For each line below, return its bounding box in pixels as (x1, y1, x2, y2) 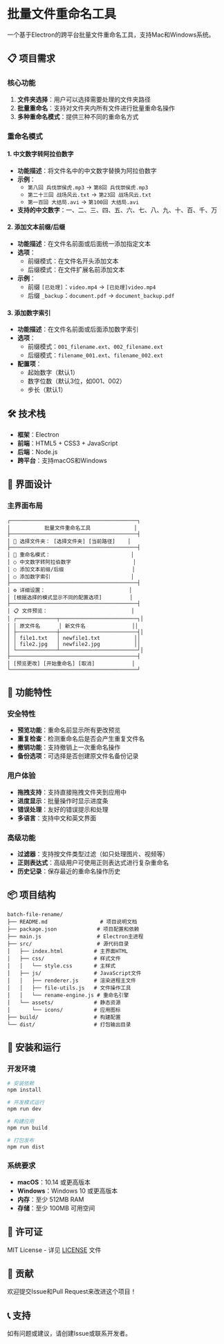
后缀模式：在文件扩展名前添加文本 (27, 265, 125, 274)
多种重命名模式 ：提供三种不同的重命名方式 (17, 112, 139, 121)
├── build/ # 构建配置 (7, 1014, 121, 1021)
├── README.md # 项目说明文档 (7, 918, 138, 925)
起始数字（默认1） (27, 368, 80, 377)
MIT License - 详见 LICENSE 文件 (7, 1245, 102, 1254)
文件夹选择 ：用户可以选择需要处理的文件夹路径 (17, 95, 151, 104)
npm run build (7, 1124, 48, 1131)
